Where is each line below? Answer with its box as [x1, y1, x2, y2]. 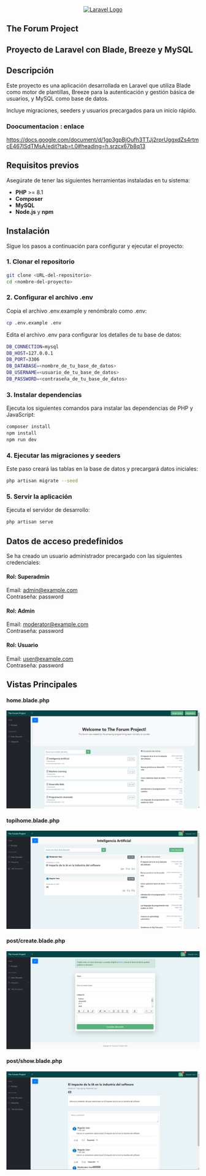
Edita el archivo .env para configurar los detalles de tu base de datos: [6, 331, 182, 338]
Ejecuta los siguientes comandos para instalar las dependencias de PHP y [6, 404, 193, 412]
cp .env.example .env [6, 319, 62, 326]
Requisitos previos [6, 160, 79, 171]
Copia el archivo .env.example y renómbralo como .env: [6, 307, 147, 315]
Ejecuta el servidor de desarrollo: [6, 506, 90, 514]
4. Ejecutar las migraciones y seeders [6, 451, 121, 460]
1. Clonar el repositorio [6, 257, 75, 266]
